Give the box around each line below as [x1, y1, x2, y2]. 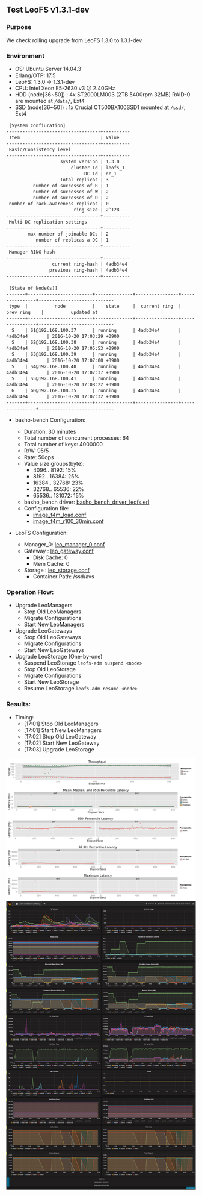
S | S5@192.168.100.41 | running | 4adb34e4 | [11, 375, 182, 381]
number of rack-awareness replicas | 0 [8, 201, 109, 207]
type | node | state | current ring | [8, 303, 182, 309]
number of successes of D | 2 [32, 195, 109, 201]
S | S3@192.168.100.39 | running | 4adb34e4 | [11, 351, 182, 357]
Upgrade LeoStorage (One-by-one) [14, 653, 103, 660]
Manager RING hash [8, 249, 55, 255]
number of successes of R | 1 [32, 183, 109, 189]
